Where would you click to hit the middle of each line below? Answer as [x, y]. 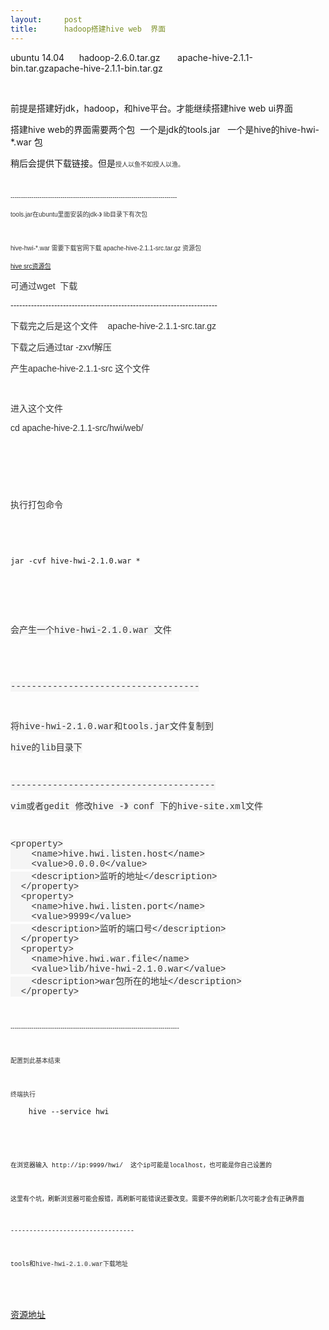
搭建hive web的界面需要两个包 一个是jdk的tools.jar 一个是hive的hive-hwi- [165, 129]
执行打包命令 [36, 504]
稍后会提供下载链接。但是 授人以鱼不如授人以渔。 [97, 163]
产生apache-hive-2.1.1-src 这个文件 [80, 368]
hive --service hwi [69, 1111]
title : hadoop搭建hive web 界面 [88, 29]
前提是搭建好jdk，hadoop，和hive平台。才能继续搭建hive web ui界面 [152, 108]
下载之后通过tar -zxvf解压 [61, 347]
